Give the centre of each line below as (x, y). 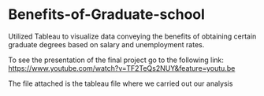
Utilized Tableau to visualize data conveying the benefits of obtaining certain (132, 36)
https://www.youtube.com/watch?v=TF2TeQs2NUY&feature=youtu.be (122, 68)
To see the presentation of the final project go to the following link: (116, 60)
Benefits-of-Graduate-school (106, 15)
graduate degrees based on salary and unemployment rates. (106, 44)
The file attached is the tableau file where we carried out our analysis (121, 83)
